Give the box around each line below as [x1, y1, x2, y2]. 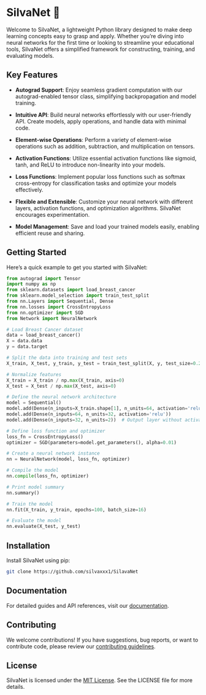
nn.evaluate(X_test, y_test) [6, 524, 81, 530]
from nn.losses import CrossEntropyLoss [6, 304, 112, 310]
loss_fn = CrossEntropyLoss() [6, 433, 84, 440]
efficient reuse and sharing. [15, 229, 85, 237]
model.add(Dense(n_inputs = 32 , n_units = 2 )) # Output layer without [6, 417, 183, 423]
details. [6, 683, 25, 691]
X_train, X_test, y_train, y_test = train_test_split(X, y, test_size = [6, 360, 193, 366]
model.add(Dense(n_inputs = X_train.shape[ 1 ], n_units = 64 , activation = [6, 406, 188, 412]
